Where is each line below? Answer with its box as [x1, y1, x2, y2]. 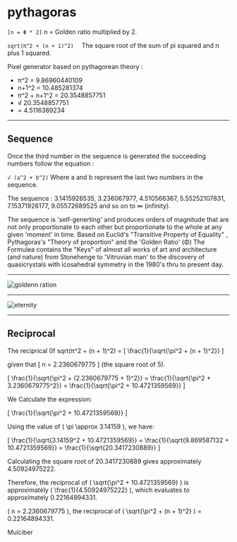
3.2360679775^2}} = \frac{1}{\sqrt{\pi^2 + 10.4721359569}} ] [7, 381, 186, 390]
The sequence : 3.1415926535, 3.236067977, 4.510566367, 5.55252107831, [7, 194, 226, 202]
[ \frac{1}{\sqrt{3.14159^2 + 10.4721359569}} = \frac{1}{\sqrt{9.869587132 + [7, 436, 229, 444]
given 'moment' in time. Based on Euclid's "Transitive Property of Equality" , [7, 230, 228, 238]
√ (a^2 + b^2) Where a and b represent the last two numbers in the [7, 173, 203, 181]
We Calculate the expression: [7, 395, 92, 403]
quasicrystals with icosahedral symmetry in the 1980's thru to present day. [7, 260, 224, 269]
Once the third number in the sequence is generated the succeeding [7, 152, 206, 160]
